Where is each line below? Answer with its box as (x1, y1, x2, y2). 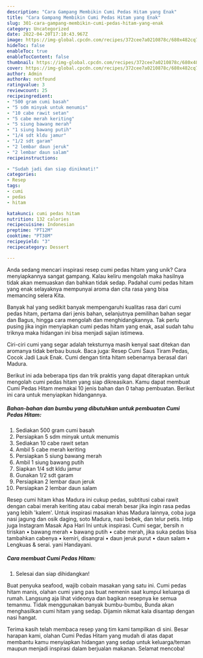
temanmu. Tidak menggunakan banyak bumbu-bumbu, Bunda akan (7, 601, 174, 608)
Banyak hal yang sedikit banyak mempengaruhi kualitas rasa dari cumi (7, 303, 181, 311)
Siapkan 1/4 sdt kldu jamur (15, 465, 82, 472)
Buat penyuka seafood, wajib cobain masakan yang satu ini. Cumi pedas (7, 581, 187, 589)
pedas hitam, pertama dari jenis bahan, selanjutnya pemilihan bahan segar (7, 309, 192, 317)
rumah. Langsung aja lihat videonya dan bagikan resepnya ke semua (7, 595, 177, 602)
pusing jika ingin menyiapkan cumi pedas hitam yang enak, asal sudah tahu (7, 323, 194, 330)
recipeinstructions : (7, 155, 59, 161)
